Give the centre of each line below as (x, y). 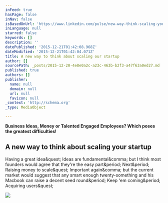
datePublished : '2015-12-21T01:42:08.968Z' (51, 47)
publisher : (16, 79)
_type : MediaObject (25, 107)
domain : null (23, 89)
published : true (22, 70)
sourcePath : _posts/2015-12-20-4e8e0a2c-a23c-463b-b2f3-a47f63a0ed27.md (82, 65)
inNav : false (19, 19)
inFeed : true (19, 10)
